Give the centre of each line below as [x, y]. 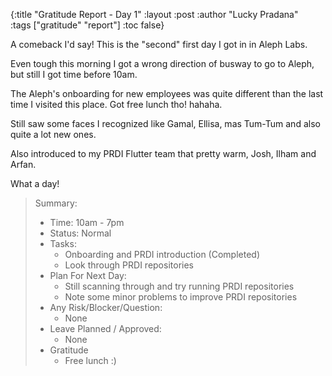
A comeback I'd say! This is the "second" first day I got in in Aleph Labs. [159, 44]
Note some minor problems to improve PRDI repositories [181, 297]
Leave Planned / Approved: [105, 328]
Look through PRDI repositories [129, 265]
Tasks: [63, 243]
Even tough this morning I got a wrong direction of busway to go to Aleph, [162, 63]
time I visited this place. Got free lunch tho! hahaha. [116, 104]
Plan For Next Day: [88, 275]
